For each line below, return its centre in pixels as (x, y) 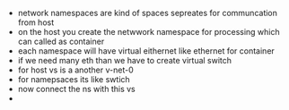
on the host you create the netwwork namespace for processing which (149, 32)
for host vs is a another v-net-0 (75, 70)
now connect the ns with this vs (77, 89)
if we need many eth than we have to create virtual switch (124, 60)
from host (36, 22)
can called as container (61, 41)
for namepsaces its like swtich (74, 79)
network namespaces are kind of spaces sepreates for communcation (148, 13)
